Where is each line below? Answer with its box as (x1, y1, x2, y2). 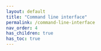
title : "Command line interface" (6, 14, 88, 20)
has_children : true (6, 30, 54, 36)
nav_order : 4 (6, 25, 38, 31)
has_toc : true (6, 36, 41, 42)
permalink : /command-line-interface (6, 19, 95, 25)
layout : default (6, 8, 46, 15)
